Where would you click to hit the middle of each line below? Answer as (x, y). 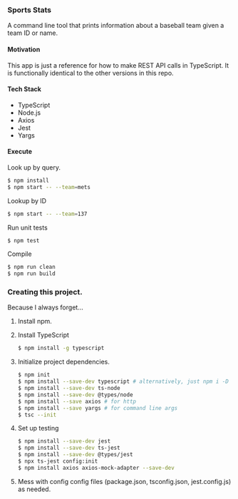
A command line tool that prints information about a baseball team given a (116, 26)
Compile (20, 254)
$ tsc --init (37, 415)
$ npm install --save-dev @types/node (75, 395)
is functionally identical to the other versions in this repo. (90, 73)
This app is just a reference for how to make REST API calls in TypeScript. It (118, 65)
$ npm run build (31, 274)
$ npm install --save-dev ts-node (69, 389)
